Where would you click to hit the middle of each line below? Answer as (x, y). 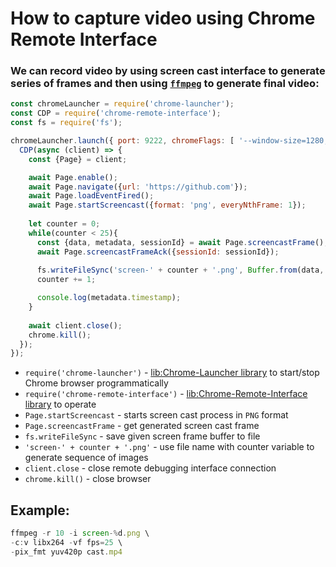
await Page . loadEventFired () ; (91, 196)
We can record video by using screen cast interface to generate (168, 71)
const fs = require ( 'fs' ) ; (66, 123)
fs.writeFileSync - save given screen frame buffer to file (142, 436)
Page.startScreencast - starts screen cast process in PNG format (156, 415)
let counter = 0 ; (64, 224)
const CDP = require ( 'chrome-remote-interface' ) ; (116, 113)
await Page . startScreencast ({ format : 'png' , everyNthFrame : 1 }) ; (167, 205)
